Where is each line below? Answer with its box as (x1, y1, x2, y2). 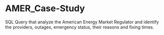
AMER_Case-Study (5, 3, 85, 14)
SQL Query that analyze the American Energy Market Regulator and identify (5, 19, 159, 25)
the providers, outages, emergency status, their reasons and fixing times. (5, 24, 154, 30)
